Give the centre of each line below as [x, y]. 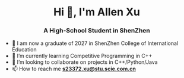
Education [24, 50]
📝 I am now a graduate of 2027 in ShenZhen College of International [95, 43]
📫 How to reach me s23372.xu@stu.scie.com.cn [74, 69]
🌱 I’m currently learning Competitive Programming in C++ [82, 56]
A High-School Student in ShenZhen [97, 31]
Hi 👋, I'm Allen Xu [97, 12]
